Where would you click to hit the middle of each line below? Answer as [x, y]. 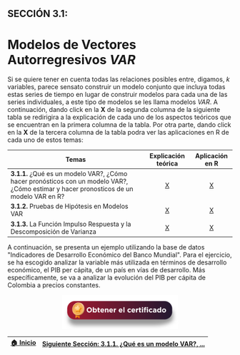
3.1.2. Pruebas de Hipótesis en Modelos [69, 206]
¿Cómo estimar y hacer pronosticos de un [72, 189]
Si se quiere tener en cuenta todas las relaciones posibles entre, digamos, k [119, 79]
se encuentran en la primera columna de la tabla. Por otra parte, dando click [119, 125]
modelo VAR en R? [37, 197]
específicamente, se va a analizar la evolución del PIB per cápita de [106, 278]
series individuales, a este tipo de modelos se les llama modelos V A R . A [112, 102]
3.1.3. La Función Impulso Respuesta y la [71, 224]
